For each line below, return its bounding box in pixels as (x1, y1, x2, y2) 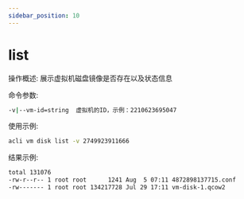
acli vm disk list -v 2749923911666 (8, 137, 130, 146)
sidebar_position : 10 (8, 11, 80, 20)
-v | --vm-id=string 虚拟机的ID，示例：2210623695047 (8, 106, 177, 114)
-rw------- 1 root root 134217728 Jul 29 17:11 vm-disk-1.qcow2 (8, 184, 226, 192)
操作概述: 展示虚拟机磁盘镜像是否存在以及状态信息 (8, 73, 172, 83)
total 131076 (8, 169, 52, 177)
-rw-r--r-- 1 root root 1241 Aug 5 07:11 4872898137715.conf (8, 176, 237, 184)
